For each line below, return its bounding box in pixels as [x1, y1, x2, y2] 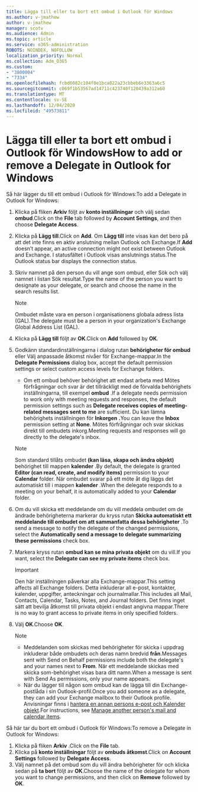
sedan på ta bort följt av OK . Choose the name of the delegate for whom [14, 768, 190, 775]
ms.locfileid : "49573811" [6, 108, 70, 114]
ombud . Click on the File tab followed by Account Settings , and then [14, 214, 182, 222]
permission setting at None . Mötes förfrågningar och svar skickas [23, 421, 184, 428]
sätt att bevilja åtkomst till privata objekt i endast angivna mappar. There [14, 603, 189, 610]
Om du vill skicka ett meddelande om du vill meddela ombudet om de [14, 506, 183, 513]
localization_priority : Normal [6, 53, 83, 59]
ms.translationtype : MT [6, 91, 65, 97]
